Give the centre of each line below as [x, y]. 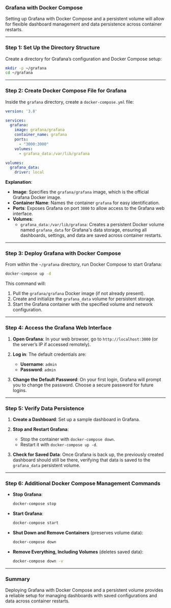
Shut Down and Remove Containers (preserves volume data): [78, 532]
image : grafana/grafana [40, 130]
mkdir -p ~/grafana [26, 68]
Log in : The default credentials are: [49, 354]
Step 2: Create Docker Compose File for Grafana [66, 91]
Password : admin [38, 370]
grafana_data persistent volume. [46, 465]
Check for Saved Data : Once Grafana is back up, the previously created [88, 454]
